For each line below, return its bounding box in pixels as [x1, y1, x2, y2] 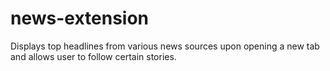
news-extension [10, 7, 150, 30]
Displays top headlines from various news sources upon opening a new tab [10, 40, 320, 52]
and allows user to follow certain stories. [10, 50, 177, 62]
